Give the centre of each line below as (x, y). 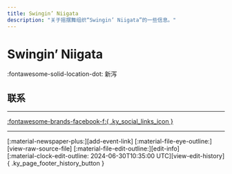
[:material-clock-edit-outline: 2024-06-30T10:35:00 (81, 156)
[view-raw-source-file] (40, 148)
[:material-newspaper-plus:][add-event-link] (70, 142)
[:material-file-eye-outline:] (173, 142)
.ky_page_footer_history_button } (58, 164)
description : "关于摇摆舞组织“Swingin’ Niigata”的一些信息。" (91, 20)
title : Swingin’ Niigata (43, 13)
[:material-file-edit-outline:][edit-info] (126, 148)
